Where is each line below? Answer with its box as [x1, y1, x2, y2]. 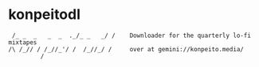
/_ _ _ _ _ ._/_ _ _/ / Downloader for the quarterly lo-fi [11, 32, 251, 39]
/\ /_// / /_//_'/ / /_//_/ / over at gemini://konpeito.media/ [8, 45, 245, 53]
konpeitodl [8, 6, 81, 24]
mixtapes [8, 38, 37, 47]
